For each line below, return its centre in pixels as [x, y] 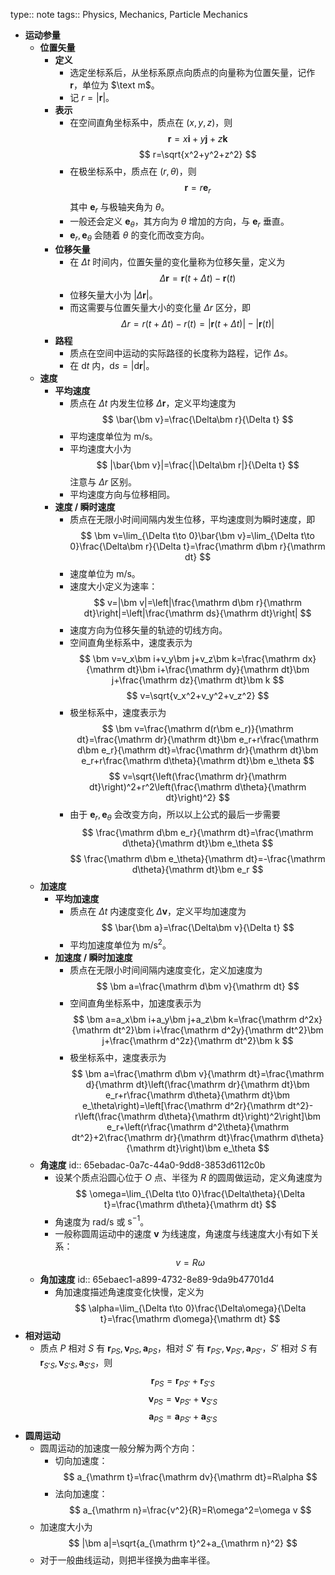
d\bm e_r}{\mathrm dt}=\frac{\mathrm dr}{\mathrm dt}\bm [197, 750]
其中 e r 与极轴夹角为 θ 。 [119, 207]
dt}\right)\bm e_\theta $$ [218, 1148]
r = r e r [198, 189]
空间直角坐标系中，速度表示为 [131, 643]
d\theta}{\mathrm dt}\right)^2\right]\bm [240, 1116]
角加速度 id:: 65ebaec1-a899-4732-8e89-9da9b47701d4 [157, 1280]
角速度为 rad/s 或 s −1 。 [102, 1221]
